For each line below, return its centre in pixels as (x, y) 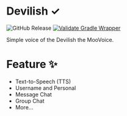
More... (24, 107)
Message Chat (33, 94)
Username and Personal (45, 88)
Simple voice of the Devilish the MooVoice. (60, 39)
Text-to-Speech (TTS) (43, 81)
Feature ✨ (32, 64)
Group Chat (30, 101)
